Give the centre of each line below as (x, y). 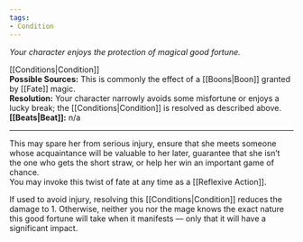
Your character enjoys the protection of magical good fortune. (125, 51)
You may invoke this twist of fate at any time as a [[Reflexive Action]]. (138, 181)
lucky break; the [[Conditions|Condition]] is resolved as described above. (146, 107)
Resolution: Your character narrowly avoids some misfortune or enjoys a (144, 98)
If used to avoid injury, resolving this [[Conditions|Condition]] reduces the (146, 199)
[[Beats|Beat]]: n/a (45, 117)
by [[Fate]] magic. (42, 88)
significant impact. (44, 228)
